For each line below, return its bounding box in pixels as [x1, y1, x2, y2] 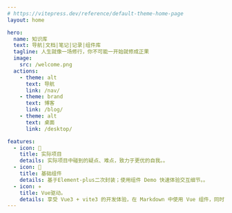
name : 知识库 [13, 35, 48, 42]
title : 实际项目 [19, 151, 62, 158]
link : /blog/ [25, 106, 64, 113]
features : [7, 138, 36, 145]
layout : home [7, 17, 45, 24]
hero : [7, 29, 23, 36]
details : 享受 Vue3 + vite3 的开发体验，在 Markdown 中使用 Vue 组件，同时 [19, 196, 224, 203]
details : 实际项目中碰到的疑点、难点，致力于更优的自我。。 [19, 157, 168, 165]
